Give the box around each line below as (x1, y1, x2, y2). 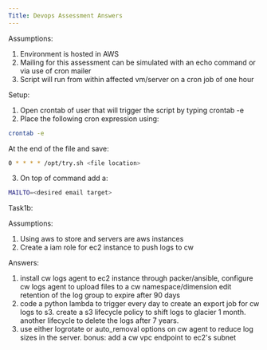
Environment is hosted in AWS (19, 49, 120, 58)
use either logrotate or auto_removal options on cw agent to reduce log (19, 324, 253, 334)
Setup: (8, 89, 30, 100)
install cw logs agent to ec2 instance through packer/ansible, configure (19, 273, 253, 283)
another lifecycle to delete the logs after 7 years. (19, 316, 179, 325)
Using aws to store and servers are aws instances (19, 234, 184, 244)
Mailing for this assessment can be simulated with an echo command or (19, 57, 257, 67)
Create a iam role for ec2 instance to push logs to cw (19, 242, 194, 252)
